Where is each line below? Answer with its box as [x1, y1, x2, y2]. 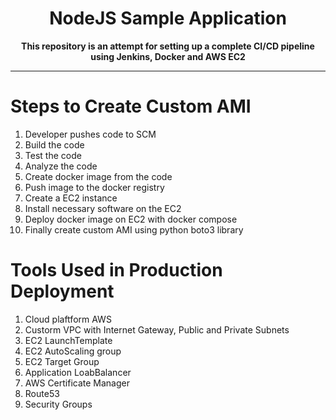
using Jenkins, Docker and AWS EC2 [90, 50, 246, 62]
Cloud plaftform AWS [24, 313, 112, 325]
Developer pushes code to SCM [24, 128, 157, 140]
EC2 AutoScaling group [24, 345, 122, 357]
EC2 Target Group [24, 355, 100, 367]
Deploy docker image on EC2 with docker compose [24, 213, 238, 225]
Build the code [24, 138, 85, 151]
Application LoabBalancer [24, 366, 132, 378]
